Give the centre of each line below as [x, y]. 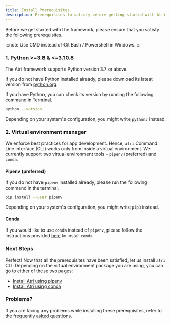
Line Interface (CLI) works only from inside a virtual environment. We [78, 148]
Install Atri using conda [37, 286]
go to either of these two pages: [39, 271]
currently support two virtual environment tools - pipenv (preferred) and [81, 154]
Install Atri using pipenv [37, 281]
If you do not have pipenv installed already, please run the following [76, 182]
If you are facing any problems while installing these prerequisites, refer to [84, 310]
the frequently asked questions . [39, 316]
